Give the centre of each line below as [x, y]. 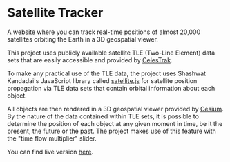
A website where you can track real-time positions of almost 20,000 [104, 32]
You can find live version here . [50, 152]
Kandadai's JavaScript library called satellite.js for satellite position [102, 80]
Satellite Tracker [55, 13]
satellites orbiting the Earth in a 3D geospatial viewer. [83, 39]
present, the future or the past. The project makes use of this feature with [112, 131]
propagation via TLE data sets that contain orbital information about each [111, 88]
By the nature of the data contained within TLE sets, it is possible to [103, 116]
